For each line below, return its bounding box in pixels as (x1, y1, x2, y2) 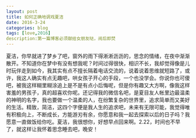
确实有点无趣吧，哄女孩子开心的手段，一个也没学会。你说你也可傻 (31, 74, 190, 81)
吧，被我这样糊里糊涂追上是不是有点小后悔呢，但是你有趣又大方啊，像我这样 (6, 82, 190, 88)
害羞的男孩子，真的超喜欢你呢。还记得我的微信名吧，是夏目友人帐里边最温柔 (6, 89, 190, 96)
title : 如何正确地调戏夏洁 (6, 14, 64, 20)
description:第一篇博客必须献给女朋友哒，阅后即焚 (6, 36, 116, 42)
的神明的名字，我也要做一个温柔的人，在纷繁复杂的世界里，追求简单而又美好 (6, 96, 190, 103)
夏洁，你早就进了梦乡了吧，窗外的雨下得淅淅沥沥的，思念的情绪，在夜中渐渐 (6, 53, 190, 59)
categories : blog (6, 25, 48, 31)
